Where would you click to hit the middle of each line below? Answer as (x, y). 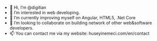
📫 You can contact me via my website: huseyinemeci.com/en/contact (79, 33)
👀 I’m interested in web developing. (45, 13)
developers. (22, 28)
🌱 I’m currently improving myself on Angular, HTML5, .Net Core (72, 18)
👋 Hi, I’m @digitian (28, 7)
